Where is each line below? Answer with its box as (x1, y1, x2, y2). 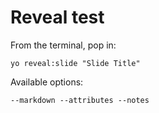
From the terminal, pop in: (10, 39, 117, 51)
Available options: (10, 76, 84, 88)
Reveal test (10, 6, 105, 29)
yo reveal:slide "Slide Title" (10, 58, 141, 68)
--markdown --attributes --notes (10, 95, 150, 105)
